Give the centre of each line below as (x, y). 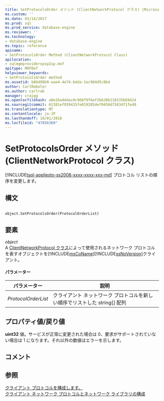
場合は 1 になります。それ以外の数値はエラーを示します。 (66, 340)
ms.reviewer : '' (21, 32)
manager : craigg (21, 95)
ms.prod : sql (18, 23)
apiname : (14, 50)
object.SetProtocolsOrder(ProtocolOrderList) (52, 214)
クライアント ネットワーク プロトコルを (98, 295)
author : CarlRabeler (26, 86)
